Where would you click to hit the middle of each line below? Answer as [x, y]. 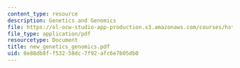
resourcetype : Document [43, 40]
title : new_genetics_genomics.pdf [59, 47]
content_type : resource [43, 14]
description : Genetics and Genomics [62, 21]
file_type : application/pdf [49, 34]
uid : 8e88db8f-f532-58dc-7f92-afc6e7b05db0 [73, 54]
